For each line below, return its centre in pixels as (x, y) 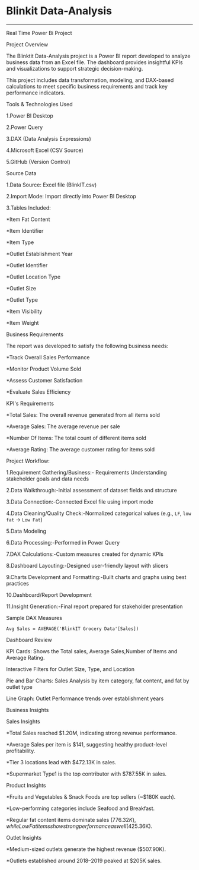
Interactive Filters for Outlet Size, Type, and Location (70, 669)
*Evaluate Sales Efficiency (38, 392)
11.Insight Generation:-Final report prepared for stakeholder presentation (94, 606)
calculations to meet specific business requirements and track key (87, 86)
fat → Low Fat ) (24, 519)
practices (18, 583)
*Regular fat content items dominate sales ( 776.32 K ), (71, 820)
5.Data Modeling (26, 531)
